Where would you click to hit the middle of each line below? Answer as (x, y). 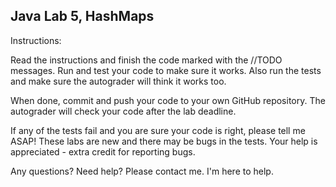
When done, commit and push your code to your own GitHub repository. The (168, 100)
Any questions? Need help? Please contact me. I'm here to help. (142, 171)
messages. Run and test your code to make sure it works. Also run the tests (166, 70)
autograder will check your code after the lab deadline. (123, 111)
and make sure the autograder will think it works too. (118, 81)
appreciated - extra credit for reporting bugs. (103, 151)
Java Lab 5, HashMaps (82, 16)
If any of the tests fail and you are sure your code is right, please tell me (158, 130)
